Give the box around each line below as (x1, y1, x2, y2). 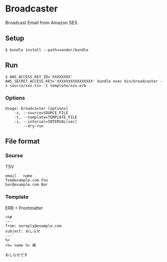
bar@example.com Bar (5, 182, 49, 187)
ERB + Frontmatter (5, 205, 44, 211)
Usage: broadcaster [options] (5, 106, 69, 111)
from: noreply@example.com (5, 223, 62, 228)
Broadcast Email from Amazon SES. (5, 20, 79, 26)
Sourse (5, 152, 24, 159)
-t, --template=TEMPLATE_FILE (14, 115, 78, 120)
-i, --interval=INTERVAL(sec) (14, 119, 78, 124)
